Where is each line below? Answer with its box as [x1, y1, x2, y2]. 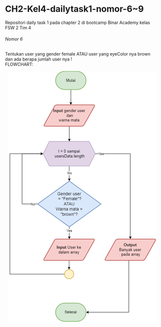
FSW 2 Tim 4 [5, 24, 32, 30]
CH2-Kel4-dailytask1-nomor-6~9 [5, 3, 144, 15]
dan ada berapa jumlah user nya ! [5, 56, 72, 62]
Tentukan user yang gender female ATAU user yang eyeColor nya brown [5, 51, 150, 57]
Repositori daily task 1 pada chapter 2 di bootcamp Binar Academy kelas [5, 20, 150, 25]
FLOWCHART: [5, 61, 34, 67]
